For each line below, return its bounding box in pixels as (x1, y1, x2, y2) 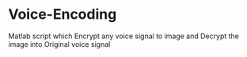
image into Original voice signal (8, 39, 111, 48)
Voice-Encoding (8, 5, 117, 23)
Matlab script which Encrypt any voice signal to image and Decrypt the (8, 31, 239, 41)
